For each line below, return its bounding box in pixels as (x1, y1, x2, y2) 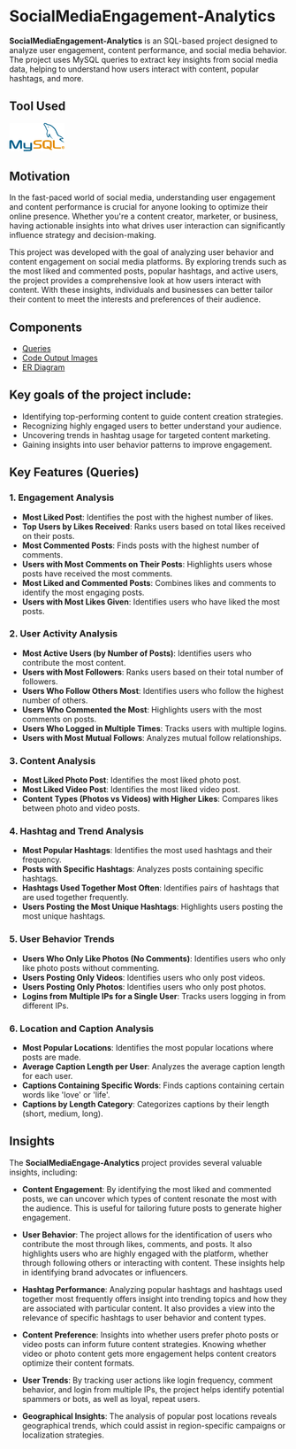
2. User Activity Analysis (9, 628, 118, 640)
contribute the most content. (21, 657, 126, 667)
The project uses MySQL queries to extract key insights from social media (9, 54, 278, 65)
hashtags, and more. (9, 73, 84, 83)
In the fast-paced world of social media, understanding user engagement (9, 192, 276, 203)
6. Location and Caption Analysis (9, 1022, 155, 1035)
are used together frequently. (21, 892, 129, 903)
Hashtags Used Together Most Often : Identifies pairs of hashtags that (21, 883, 280, 893)
